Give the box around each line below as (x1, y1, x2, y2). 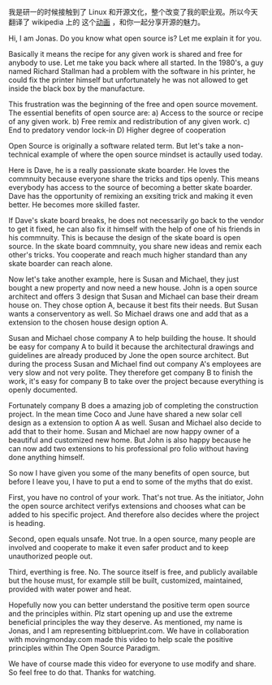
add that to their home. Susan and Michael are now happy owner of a (8, 427, 240, 436)
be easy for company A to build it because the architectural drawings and (8, 342, 254, 351)
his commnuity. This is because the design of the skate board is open (8, 233, 241, 242)
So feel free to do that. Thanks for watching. (8, 668, 157, 677)
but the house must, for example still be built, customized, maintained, (8, 575, 244, 585)
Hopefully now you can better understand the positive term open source (8, 600, 250, 610)
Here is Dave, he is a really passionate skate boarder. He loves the (8, 166, 230, 174)
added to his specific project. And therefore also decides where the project (8, 510, 260, 519)
